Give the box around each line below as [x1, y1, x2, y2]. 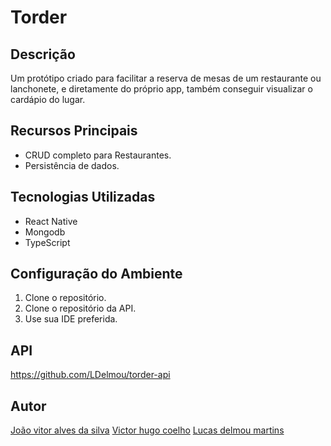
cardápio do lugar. [10, 94, 86, 105]
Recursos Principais [10, 122, 138, 140]
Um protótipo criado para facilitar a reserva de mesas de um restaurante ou [10, 72, 322, 84]
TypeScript [24, 236, 71, 248]
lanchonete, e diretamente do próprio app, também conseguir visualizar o [10, 83, 313, 95]
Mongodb [24, 226, 66, 238]
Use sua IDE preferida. [24, 313, 118, 325]
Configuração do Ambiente [10, 266, 183, 283]
